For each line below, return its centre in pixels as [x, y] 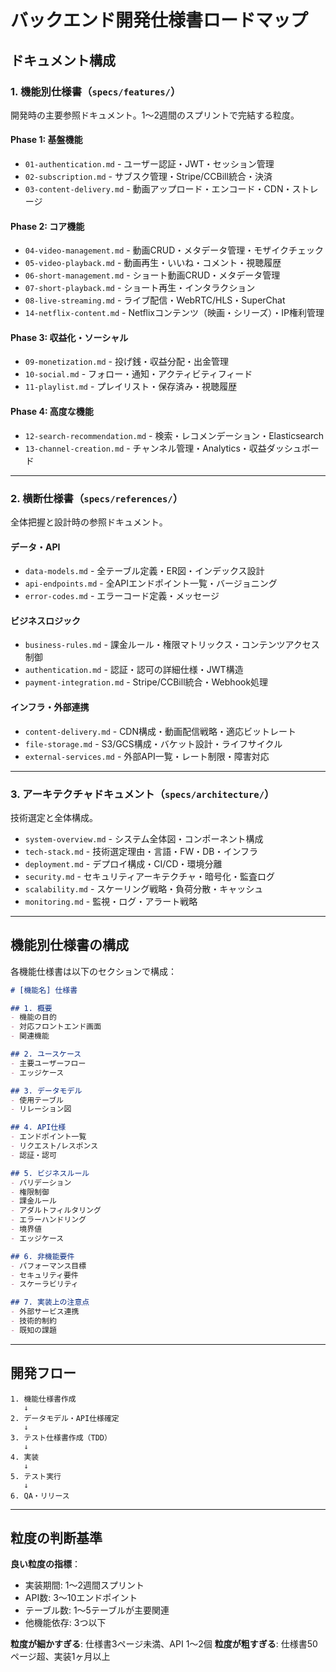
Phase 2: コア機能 [47, 226]
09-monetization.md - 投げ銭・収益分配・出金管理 [126, 362]
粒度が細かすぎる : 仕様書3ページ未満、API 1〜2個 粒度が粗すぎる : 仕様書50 [164, 1644]
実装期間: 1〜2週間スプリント [84, 1585]
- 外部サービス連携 [45, 1312]
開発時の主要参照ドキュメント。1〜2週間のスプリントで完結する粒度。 [155, 115]
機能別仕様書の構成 [69, 945]
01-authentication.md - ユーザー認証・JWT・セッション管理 [149, 164]
